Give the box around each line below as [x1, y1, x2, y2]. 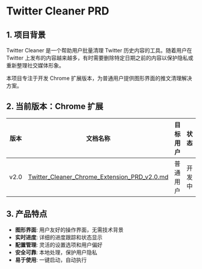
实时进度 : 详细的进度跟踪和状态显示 [14, 233, 103, 241]
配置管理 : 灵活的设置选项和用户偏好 [14, 241, 103, 248]
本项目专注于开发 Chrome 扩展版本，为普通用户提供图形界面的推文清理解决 [6, 75, 192, 82]
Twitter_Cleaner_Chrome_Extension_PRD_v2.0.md [28, 173, 169, 181]
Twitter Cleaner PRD [6, 4, 109, 18]
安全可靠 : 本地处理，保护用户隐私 [14, 249, 97, 256]
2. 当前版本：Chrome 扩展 [6, 101, 103, 112]
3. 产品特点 [6, 209, 47, 219]
